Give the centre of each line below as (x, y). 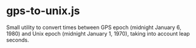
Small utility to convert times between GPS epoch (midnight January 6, (94, 27)
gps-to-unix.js (43, 11)
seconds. (18, 40)
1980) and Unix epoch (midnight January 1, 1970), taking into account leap (98, 33)
